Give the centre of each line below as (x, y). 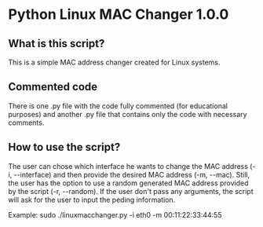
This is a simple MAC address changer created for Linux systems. (114, 62)
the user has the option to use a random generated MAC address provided (128, 183)
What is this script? (57, 44)
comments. (26, 123)
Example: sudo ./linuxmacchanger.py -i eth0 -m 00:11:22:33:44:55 (115, 214)
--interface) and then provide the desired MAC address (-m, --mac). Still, (131, 174)
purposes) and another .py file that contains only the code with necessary (128, 114)
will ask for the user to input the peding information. (92, 200)
